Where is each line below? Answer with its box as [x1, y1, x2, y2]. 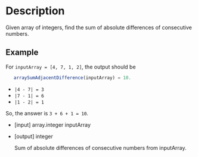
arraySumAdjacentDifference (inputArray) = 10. [13, 74, 132, 81]
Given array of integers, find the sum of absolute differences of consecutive [5, 24, 192, 31]
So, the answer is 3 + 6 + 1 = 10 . [5, 109, 89, 117]
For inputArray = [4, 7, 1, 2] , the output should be [5, 63, 136, 70]
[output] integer [14, 133, 53, 140]
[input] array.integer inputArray [14, 121, 91, 128]
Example [5, 48, 39, 58]
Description [5, 4, 65, 18]
